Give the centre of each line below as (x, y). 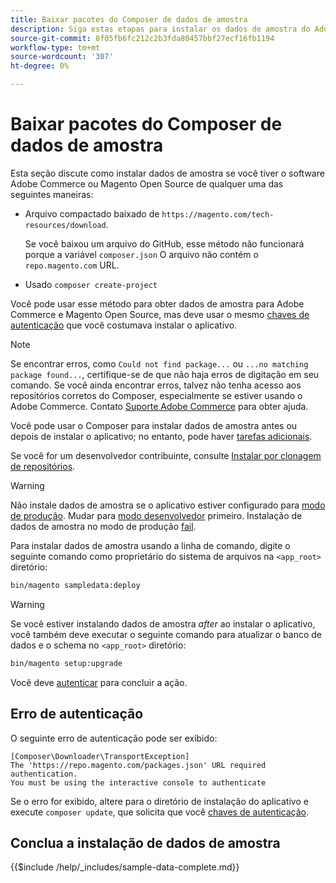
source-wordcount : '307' (62, 57)
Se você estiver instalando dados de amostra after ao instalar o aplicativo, (163, 623)
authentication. (44, 774)
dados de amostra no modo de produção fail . (103, 526)
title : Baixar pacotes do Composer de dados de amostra (129, 19)
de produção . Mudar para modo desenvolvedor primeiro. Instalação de (156, 515)
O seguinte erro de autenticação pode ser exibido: (114, 738)
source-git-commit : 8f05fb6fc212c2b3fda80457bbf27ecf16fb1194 (142, 38)
